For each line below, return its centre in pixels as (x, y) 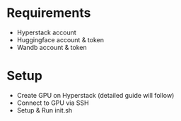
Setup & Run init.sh (45, 110)
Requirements (49, 13)
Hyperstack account (47, 32)
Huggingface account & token (60, 39)
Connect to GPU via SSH (53, 103)
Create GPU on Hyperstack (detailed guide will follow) (95, 95)
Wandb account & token (52, 47)
